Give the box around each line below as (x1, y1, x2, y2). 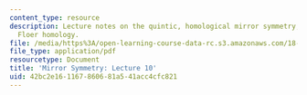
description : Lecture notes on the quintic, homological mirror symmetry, (9, 22, 301, 31)
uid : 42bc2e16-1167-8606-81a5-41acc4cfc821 (9, 72, 178, 81)
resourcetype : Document (9, 55, 101, 64)
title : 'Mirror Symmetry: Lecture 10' (9, 64, 157, 73)
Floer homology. (17, 30, 79, 39)
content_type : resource (9, 13, 101, 23)
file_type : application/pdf (9, 47, 117, 56)
